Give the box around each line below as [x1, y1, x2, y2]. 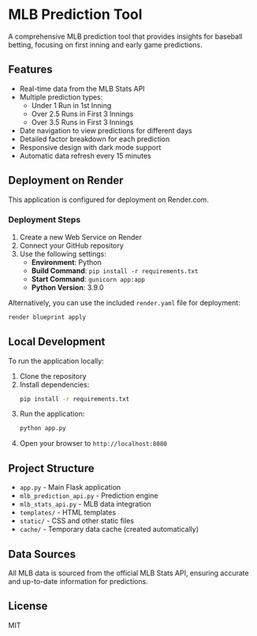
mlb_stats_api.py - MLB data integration [19, 499, 151, 509]
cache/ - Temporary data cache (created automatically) [19, 525, 199, 534]
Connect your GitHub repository [19, 241, 124, 250]
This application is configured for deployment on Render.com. [8, 195, 209, 204]
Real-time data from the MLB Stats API [19, 84, 145, 93]
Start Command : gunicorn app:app [31, 274, 146, 283]
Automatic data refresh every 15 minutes [19, 151, 151, 160]
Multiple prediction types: [19, 92, 103, 102]
